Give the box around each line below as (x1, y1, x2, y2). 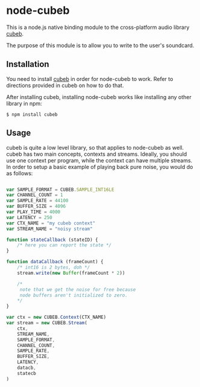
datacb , (17, 365, 36, 371)
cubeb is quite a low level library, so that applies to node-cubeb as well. (6, 144, 184, 151)
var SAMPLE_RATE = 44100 (6, 197, 69, 204)
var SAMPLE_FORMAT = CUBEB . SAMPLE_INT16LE (6, 187, 114, 193)
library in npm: (6, 100, 42, 107)
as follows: (6, 170, 33, 177)
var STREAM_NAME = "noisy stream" (6, 226, 93, 232)
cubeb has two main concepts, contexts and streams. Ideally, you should (6, 150, 187, 158)
